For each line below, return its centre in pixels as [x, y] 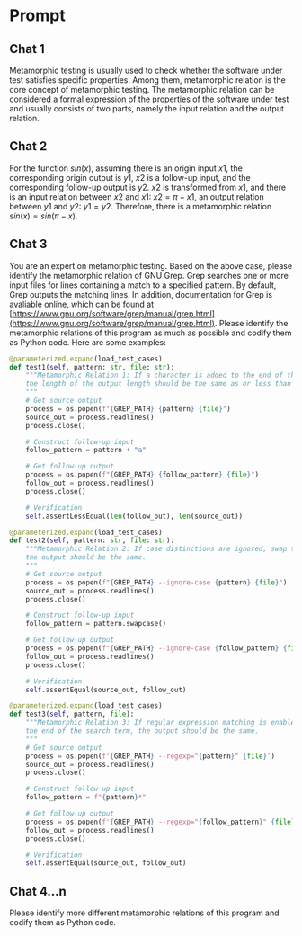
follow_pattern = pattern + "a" [86, 450]
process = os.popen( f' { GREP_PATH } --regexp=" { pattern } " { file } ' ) [151, 756]
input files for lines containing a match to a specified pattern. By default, [143, 285]
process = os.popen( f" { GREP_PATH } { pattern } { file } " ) [128, 409]
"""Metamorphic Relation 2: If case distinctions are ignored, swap [156, 549]
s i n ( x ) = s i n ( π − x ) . [44, 216]
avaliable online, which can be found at [82, 304]
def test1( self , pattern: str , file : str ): [92, 367]
